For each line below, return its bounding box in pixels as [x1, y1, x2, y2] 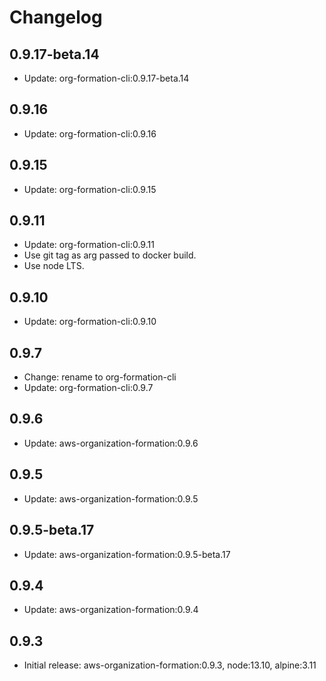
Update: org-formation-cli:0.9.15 [23, 183, 157, 195]
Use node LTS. [23, 260, 85, 272]
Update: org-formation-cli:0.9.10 [23, 316, 157, 328]
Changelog [9, 6, 103, 29]
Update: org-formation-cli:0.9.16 [23, 127, 157, 140]
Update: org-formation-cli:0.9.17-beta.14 [23, 72, 190, 84]
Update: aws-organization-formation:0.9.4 [23, 604, 199, 616]
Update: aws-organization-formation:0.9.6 [23, 437, 199, 449]
